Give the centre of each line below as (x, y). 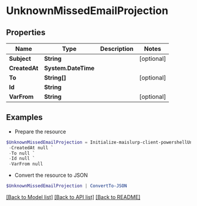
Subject (20, 59)
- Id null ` (22, 159)
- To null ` (22, 153)
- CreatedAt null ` (31, 147)
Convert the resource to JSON (51, 175)
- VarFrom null (26, 164)
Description (117, 49)
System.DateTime (69, 68)
